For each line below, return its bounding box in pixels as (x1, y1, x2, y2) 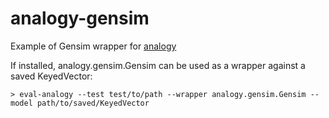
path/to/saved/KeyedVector (36, 98, 150, 108)
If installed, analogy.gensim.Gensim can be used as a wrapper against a (10, 59, 306, 71)
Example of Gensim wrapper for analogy (10, 40, 177, 52)
